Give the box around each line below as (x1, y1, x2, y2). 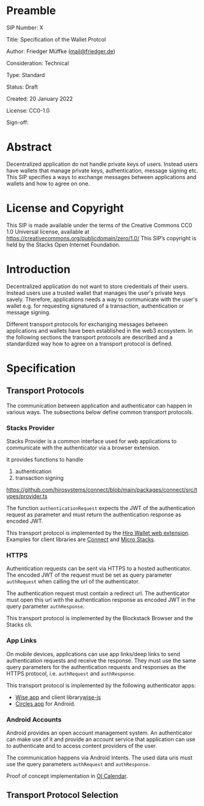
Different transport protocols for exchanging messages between (6, 320, 168, 328)
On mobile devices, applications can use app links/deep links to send (6, 650, 180, 657)
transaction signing (15, 475, 64, 482)
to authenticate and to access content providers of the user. (6, 742, 157, 749)
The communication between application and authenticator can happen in (6, 402, 192, 409)
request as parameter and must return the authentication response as (6, 511, 181, 519)
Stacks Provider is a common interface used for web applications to (6, 438, 177, 445)
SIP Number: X (6, 24, 44, 31)
